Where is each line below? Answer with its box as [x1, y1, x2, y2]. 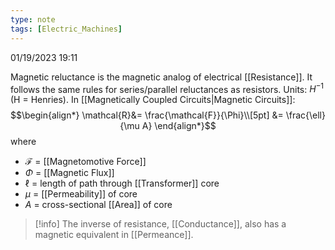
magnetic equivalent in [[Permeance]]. [34, 229, 194, 241]
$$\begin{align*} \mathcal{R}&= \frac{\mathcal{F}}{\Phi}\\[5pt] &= [10, 109, 284, 121]
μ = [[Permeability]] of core [24, 188, 138, 200]
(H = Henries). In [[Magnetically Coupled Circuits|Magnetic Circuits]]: [10, 94, 296, 106]
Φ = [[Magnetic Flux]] [24, 167, 115, 179]
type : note [10, 14, 56, 25]
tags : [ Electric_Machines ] [10, 24, 123, 34]
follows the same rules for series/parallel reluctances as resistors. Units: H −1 [10, 81, 325, 95]
